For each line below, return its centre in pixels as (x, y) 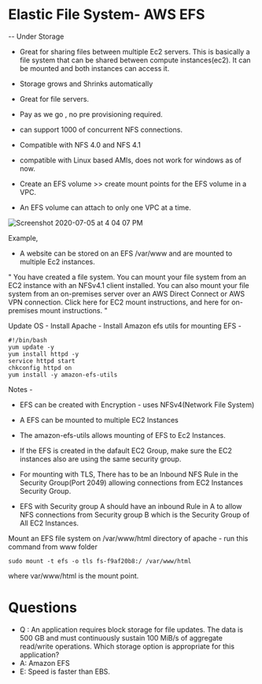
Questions (42, 608)
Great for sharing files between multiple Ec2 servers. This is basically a (135, 51)
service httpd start (42, 361)
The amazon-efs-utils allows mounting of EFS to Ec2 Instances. (122, 435)
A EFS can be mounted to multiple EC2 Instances (99, 420)
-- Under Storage (36, 36)
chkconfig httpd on (40, 368)
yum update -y (31, 347)
